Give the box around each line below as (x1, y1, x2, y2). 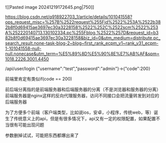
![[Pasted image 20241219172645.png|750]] (5, 4, 94, 10)
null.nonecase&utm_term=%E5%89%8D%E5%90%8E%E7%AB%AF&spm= (5, 51, 160, 57)
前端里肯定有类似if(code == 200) (5, 76, 73, 81)
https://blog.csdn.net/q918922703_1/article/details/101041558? (5, 14, 132, 19)
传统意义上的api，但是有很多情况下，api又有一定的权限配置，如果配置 (13, 116, 156, 121)
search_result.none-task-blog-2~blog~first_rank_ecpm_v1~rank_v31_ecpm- (5, 40, 159, 46)
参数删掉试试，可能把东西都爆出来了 (5, 133, 79, 138)
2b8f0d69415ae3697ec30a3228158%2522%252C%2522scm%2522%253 (5, 24, 159, 30)
